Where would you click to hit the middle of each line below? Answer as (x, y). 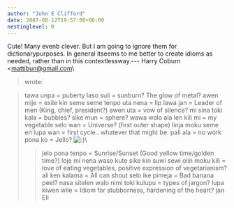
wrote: (34, 82)
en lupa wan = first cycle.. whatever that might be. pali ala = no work (123, 132)
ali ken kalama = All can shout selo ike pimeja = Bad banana (128, 175)
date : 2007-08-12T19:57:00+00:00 (56, 20)
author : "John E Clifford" (46, 14)
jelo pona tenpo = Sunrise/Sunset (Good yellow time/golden (128, 153)
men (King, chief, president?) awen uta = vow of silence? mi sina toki (123, 110)
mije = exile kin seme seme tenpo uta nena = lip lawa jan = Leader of (123, 103)
